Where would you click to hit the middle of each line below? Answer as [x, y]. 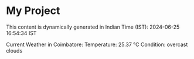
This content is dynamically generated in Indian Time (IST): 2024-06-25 [93, 27]
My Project [33, 11]
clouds [14, 50]
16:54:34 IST [21, 33]
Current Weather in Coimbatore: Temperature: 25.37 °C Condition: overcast [97, 44]
